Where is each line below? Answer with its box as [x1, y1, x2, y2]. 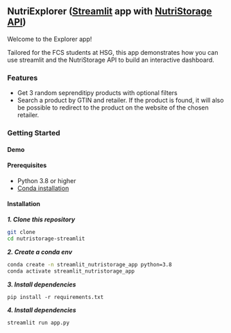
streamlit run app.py [7, 319, 70, 326]
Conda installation [17, 184, 69, 192]
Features [7, 73, 38, 83]
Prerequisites [7, 161, 47, 169]
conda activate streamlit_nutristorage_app [7, 267, 135, 275]
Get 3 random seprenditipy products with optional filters [17, 89, 178, 97]
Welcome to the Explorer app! [7, 35, 92, 43]
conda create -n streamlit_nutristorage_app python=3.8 [7, 261, 172, 268]
